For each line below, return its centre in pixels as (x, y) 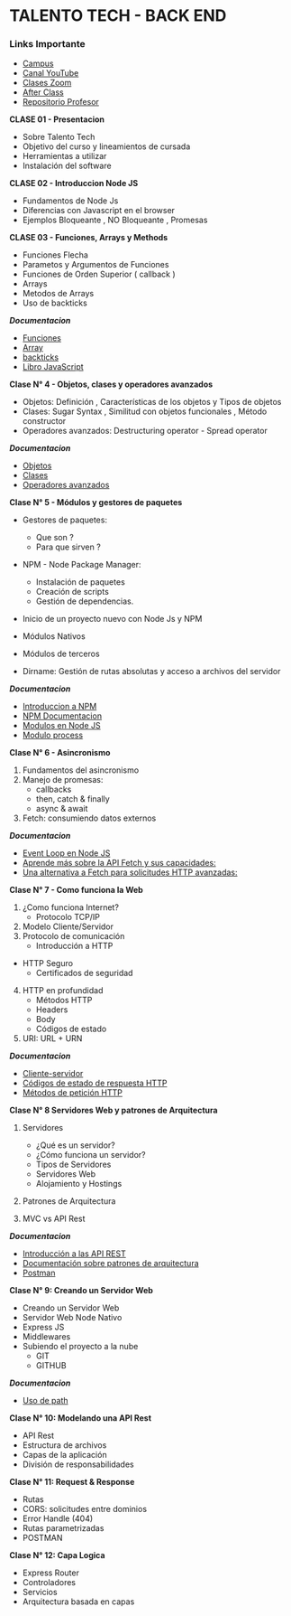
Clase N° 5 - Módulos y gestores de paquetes (96, 503)
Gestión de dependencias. (85, 601)
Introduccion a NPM (59, 707)
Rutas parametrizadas (63, 1528)
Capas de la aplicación (64, 1455)
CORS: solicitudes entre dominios (84, 1509)
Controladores (49, 1583)
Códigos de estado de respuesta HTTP (95, 1083)
